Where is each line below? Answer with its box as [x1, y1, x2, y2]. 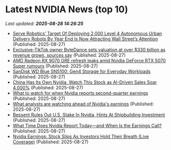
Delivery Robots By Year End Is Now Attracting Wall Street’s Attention [12, 36, 158, 42]
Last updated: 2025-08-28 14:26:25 [5, 20, 84, 27]
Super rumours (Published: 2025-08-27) [12, 63, 98, 69]
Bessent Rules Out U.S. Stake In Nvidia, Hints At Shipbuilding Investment [12, 111, 165, 118]
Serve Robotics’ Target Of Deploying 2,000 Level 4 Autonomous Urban [12, 30, 162, 36]
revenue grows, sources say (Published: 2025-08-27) [12, 52, 126, 58]
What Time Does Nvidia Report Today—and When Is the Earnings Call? [12, 122, 162, 129]
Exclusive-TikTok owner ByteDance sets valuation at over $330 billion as [12, 46, 166, 53]
